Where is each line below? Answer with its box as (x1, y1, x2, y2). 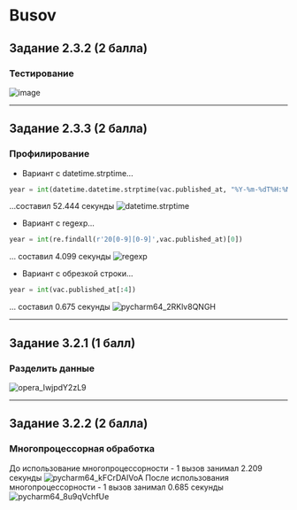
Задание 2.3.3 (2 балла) (9, 121, 148, 136)
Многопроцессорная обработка (9, 443, 156, 455)
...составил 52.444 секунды (9, 201, 115, 212)
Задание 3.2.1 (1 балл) (9, 336, 136, 351)
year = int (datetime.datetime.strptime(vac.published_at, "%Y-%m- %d (9, 185, 267, 194)
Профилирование (9, 148, 90, 160)
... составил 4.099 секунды (9, 251, 112, 262)
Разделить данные (9, 362, 95, 375)
